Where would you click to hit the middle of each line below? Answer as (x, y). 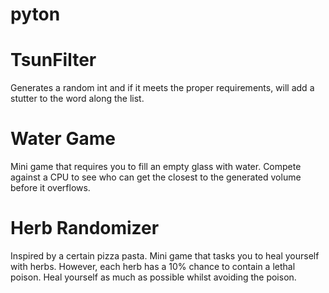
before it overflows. (50, 188)
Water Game (63, 139)
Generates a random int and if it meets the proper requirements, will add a (162, 88)
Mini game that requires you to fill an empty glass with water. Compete (156, 167)
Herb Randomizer (85, 228)
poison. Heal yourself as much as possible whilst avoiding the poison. (153, 277)
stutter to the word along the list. (77, 99)
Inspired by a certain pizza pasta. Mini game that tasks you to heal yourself (165, 256)
